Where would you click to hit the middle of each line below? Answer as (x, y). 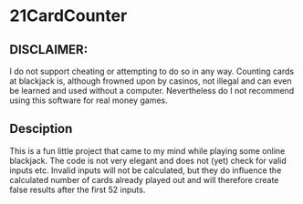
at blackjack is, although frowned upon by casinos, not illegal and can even (151, 81)
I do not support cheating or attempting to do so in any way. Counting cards (152, 71)
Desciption (41, 129)
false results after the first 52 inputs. (78, 189)
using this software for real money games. (89, 100)
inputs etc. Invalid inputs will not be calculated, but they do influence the (146, 170)
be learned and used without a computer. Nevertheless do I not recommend (152, 91)
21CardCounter (68, 16)
